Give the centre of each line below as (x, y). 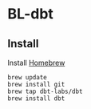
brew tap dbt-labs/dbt (45, 91)
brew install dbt (36, 99)
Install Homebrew (36, 63)
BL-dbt (30, 14)
